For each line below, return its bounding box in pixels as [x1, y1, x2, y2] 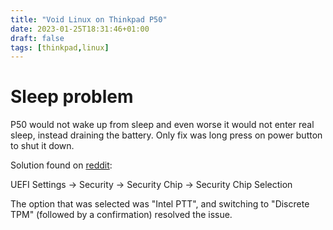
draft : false [10, 33, 65, 43]
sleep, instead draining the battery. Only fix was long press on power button [10, 129, 323, 141]
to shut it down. [10, 140, 75, 152]
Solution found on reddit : [10, 159, 113, 171]
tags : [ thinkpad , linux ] [10, 42, 110, 53]
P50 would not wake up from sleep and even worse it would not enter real [10, 119, 315, 131]
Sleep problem [10, 86, 134, 108]
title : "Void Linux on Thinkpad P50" [10, 14, 168, 25]
